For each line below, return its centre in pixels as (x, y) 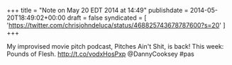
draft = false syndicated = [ (107, 18)
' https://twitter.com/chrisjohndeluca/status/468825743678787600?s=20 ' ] (116, 25)
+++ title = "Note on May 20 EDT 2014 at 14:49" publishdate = (98, 10)
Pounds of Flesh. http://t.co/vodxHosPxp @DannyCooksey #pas (100, 54)
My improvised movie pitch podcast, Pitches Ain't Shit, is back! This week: (115, 46)
